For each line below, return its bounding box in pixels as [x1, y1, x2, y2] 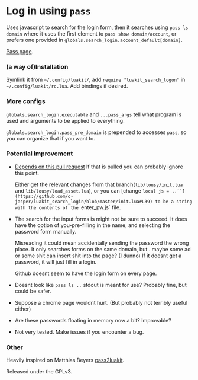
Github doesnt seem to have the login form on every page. [14, 270, 157, 277]
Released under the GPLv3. [6, 368, 73, 375]
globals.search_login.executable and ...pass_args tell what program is [6, 111, 182, 118]
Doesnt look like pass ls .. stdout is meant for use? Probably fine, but [14, 281, 187, 288]
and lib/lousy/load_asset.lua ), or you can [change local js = [14, 187, 170, 194]
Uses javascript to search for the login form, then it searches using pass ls [6, 24, 189, 31]
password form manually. [14, 228, 77, 235]
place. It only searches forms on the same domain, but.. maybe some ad [14, 245, 191, 253]
